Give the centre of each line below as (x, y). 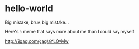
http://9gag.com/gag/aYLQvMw (37, 41)
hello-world (29, 9)
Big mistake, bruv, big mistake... (37, 22)
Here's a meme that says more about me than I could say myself (70, 31)
